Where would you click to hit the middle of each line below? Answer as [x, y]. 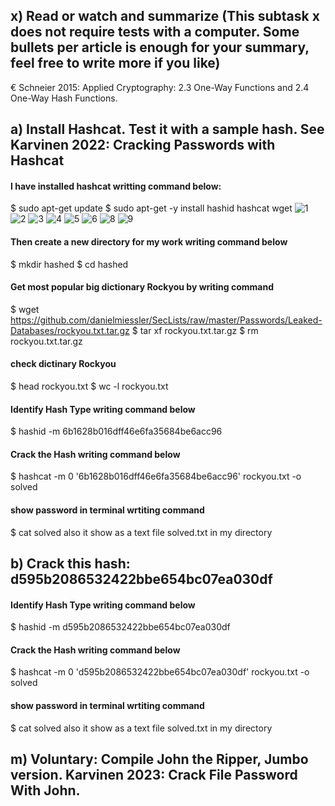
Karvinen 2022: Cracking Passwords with [143, 145]
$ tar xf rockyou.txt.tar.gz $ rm [195, 330]
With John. [45, 790]
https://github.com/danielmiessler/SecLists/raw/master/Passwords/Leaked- [166, 320]
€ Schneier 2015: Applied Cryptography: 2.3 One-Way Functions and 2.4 [160, 87]
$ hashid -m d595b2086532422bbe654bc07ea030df [120, 627]
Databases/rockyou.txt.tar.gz [70, 330]
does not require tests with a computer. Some [155, 32]
